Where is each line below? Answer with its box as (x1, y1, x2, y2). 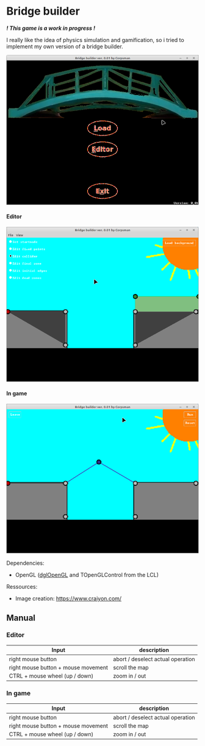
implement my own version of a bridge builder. (6, 43, 123, 50)
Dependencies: (6, 559, 45, 567)
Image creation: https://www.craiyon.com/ (15, 595, 122, 602)
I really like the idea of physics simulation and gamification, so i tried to (6, 36, 184, 43)
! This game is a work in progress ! (6, 24, 96, 32)
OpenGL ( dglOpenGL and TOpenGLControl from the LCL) (15, 572, 159, 579)
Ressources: (6, 583, 38, 590)
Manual (6, 612, 35, 623)
